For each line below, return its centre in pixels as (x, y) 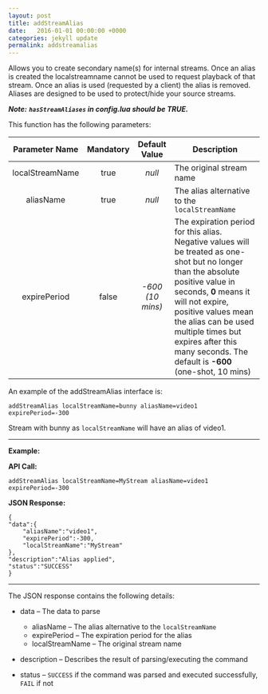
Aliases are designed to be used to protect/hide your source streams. (122, 94)
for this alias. (198, 232)
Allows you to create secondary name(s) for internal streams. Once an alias (132, 68)
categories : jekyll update (53, 38)
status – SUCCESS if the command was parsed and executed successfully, (139, 675)
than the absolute (207, 272)
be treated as (199, 252)
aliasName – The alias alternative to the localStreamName (124, 627)
